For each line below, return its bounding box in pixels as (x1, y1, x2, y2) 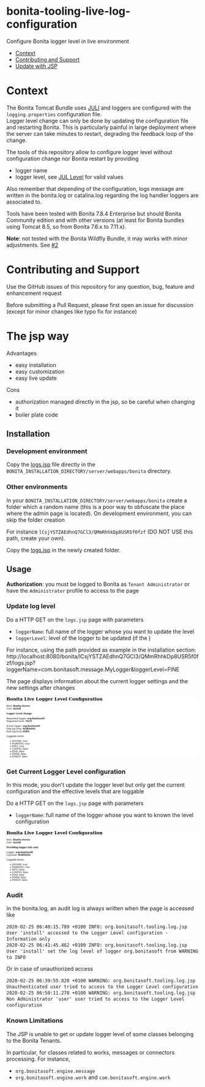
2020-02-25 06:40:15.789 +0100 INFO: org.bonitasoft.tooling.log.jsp (6, 924, 188, 930)
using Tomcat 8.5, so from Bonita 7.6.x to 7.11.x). (6, 223, 127, 230)
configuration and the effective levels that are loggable (6, 788, 144, 795)
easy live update (15, 374, 57, 382)
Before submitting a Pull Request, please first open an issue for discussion (6, 301, 194, 308)
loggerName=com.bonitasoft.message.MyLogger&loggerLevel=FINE (6, 666, 179, 673)
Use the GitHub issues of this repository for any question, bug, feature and (6, 283, 195, 290)
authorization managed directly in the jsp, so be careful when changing (15, 398, 195, 405)
